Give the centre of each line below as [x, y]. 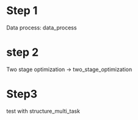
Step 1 [22, 11]
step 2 [23, 52]
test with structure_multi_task [43, 111]
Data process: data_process [42, 28]
